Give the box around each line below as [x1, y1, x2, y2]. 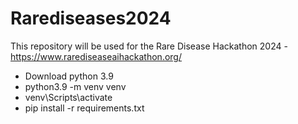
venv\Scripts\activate [24, 91, 113, 103]
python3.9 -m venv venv [24, 80, 127, 92]
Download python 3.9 [24, 70, 114, 82]
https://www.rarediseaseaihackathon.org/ [10, 50, 182, 62]
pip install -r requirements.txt [24, 102, 145, 114]
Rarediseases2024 [10, 7, 172, 30]
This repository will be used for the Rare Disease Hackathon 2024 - [10, 40, 288, 52]
